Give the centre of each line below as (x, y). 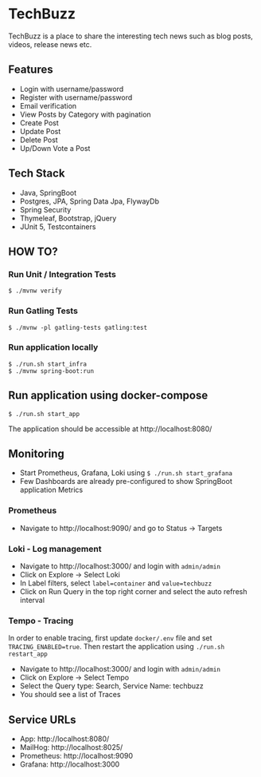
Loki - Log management (55, 549)
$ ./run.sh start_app (44, 414)
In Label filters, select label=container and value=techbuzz (116, 583)
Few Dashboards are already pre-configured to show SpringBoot (126, 482)
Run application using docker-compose (108, 396)
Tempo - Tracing (41, 620)
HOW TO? (33, 251)
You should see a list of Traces (70, 695)
